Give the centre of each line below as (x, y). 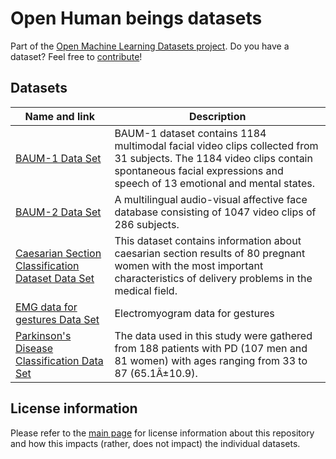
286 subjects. (147, 224)
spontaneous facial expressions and (199, 170)
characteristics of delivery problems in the (213, 278)
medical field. (146, 290)
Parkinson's (43, 335)
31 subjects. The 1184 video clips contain (213, 158)
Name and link (59, 116)
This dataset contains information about (208, 240)
